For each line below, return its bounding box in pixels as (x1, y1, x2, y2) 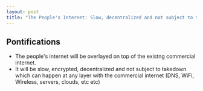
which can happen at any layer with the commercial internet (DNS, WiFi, (14, 72, 195, 79)
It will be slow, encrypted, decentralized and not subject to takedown (14, 66, 187, 73)
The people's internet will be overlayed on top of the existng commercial (14, 52, 196, 60)
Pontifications (6, 37, 60, 47)
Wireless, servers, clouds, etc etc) (14, 78, 101, 86)
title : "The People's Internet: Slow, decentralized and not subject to (6, 14, 193, 20)
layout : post (6, 8, 39, 15)
